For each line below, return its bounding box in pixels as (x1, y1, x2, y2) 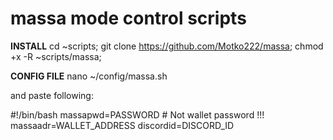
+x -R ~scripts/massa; (10, 50, 102, 62)
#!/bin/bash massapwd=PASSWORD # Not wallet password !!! (10, 108, 265, 121)
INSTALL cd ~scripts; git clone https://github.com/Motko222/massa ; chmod (10, 40, 324, 52)
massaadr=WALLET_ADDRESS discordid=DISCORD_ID (10, 119, 235, 131)
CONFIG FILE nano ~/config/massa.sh (10, 70, 168, 82)
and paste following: (10, 89, 94, 101)
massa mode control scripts (10, 7, 247, 30)
